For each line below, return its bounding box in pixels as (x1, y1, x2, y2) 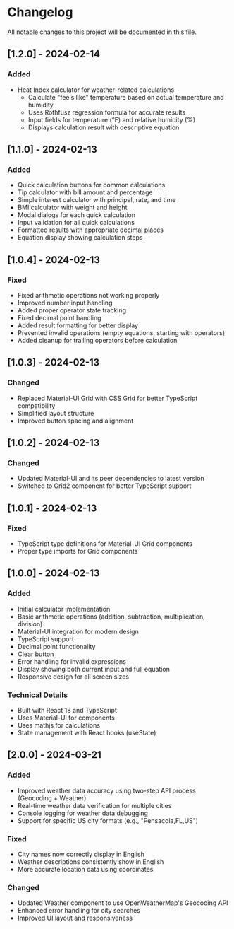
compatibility (17, 401, 56, 410)
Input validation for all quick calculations (17, 218, 135, 227)
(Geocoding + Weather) (17, 793, 87, 802)
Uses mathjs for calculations (17, 721, 101, 730)
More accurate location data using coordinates (17, 865, 154, 874)
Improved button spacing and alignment (17, 416, 134, 425)
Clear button (17, 650, 54, 658)
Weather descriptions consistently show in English (17, 858, 164, 866)
